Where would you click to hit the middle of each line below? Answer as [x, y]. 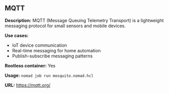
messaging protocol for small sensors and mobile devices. [65, 26]
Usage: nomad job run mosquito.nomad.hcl [49, 75]
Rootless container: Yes [30, 65]
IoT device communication [40, 45]
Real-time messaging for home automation [56, 50]
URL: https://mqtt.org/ [28, 85]
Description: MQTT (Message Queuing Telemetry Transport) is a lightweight [84, 20]
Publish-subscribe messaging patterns [52, 56]
